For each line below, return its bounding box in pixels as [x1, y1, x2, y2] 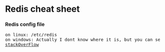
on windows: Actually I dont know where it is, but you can [5, 37, 153, 43]
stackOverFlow [5, 42, 39, 48]
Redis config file [5, 21, 45, 28]
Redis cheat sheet [5, 3, 80, 15]
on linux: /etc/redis [5, 32, 57, 38]
